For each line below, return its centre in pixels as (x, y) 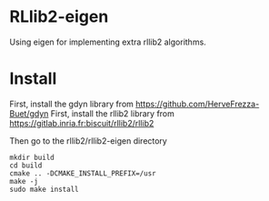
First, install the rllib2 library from (113, 113)
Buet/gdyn (29, 113)
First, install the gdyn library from (72, 104)
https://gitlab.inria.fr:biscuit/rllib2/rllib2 (82, 123)
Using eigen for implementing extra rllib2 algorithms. (108, 42)
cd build (26, 166)
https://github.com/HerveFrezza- (198, 104)
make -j (24, 181)
